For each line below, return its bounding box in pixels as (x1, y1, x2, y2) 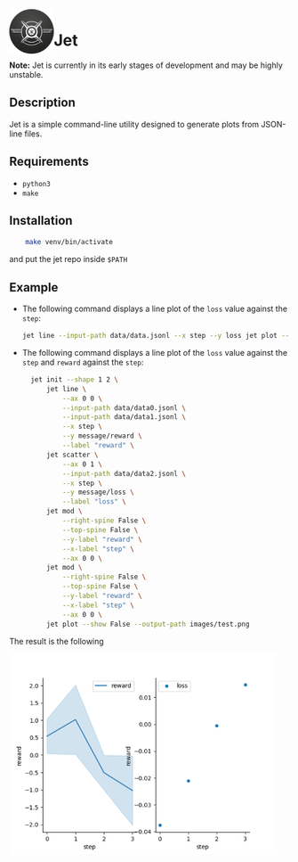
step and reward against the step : (21, 357, 144, 367)
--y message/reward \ (61, 431, 142, 440)
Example (9, 280, 59, 295)
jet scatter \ (45, 450, 99, 459)
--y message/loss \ (61, 488, 135, 497)
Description (9, 95, 76, 111)
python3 (21, 179, 51, 188)
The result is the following (9, 636, 104, 646)
